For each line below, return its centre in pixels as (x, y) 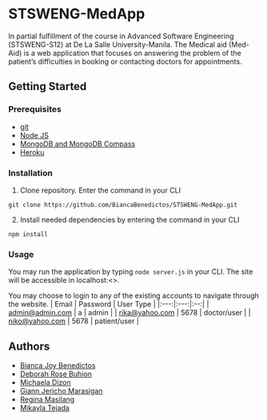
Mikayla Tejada (45, 408)
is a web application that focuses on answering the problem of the (132, 53)
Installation (31, 172)
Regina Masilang (47, 399)
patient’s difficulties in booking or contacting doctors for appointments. (125, 61)
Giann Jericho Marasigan (61, 391)
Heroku (32, 152)
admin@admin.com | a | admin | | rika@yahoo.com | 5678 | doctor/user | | (130, 313)
